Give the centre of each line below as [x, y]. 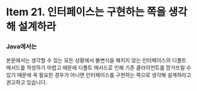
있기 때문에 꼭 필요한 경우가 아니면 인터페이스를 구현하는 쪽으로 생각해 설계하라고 [99, 75]
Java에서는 [21, 46]
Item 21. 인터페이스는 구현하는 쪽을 [86, 12]
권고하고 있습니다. [27, 82]
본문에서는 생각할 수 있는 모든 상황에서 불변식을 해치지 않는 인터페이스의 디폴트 [96, 60]
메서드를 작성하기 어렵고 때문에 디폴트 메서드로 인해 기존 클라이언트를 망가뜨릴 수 [99, 68]
